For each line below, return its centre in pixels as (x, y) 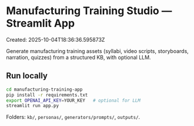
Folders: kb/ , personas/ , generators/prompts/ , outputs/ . (73, 117)
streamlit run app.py (33, 106)
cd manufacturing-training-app (44, 89)
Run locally (27, 76)
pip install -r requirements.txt (47, 95)
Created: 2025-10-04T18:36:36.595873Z (56, 39)
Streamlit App (41, 23)
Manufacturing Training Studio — (89, 11)
